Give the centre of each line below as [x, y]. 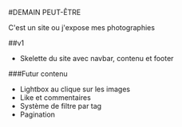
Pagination [38, 114]
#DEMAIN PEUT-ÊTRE [45, 12]
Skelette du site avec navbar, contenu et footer [97, 58]
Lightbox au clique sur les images [75, 89]
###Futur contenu [38, 74]
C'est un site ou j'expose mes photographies [82, 27]
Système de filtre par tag [61, 106]
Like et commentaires [55, 98]
